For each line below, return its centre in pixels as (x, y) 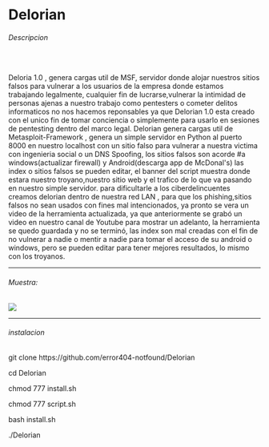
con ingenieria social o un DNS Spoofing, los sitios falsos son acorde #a (127, 155)
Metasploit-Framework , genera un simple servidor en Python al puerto (125, 137)
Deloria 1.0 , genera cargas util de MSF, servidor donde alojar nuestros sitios (134, 78)
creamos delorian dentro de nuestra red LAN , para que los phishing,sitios (130, 197)
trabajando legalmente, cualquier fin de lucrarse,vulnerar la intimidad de (127, 95)
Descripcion (28, 37)
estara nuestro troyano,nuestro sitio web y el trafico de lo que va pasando (130, 180)
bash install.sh (32, 419)
